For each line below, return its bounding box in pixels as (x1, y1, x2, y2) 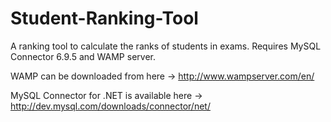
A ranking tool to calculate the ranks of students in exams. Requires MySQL (10, 40, 322, 52)
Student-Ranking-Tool (10, 7, 199, 30)
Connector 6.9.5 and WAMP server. (10, 50, 156, 62)
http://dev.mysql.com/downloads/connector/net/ (10, 100, 211, 112)
